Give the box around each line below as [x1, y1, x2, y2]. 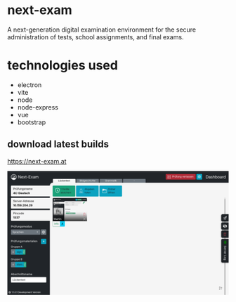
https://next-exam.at [7, 157, 67, 165]
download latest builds [7, 138, 109, 150]
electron [17, 80, 42, 89]
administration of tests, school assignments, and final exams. [7, 32, 184, 41]
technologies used [7, 58, 118, 74]
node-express [17, 103, 58, 111]
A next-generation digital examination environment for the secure [7, 25, 197, 34]
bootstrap [17, 118, 46, 126]
